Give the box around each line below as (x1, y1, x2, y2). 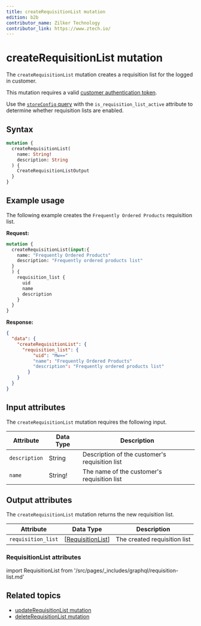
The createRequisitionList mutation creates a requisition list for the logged (6, 71, 193, 78)
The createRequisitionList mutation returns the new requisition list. (6, 511, 175, 518)
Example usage (6, 196, 65, 206)
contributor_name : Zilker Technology (6, 20, 100, 26)
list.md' (6, 573, 25, 581)
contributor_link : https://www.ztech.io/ (6, 25, 111, 32)
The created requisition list (115, 535, 191, 543)
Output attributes (6, 495, 72, 506)
